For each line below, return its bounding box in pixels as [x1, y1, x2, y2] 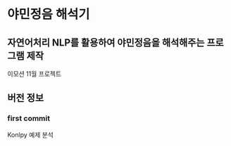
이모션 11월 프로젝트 [7, 69, 62, 78]
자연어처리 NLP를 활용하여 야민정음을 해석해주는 [7, 36, 205, 48]
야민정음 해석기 [7, 6, 90, 22]
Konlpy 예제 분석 [7, 131, 54, 139]
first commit [7, 114, 51, 124]
